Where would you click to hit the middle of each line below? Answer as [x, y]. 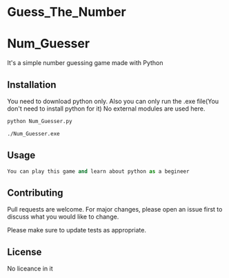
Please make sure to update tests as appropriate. [77, 230]
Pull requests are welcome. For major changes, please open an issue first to [115, 210]
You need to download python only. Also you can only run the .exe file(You [113, 101]
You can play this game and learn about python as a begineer [98, 171]
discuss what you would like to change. [63, 217]
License [24, 252]
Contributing [35, 193]
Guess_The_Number [67, 12]
